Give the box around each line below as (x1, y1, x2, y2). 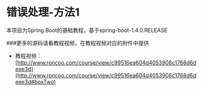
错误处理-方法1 (6, 5, 80, 19)
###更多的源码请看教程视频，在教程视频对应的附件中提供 (6, 39, 150, 46)
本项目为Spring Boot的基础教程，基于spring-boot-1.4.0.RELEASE (6, 27, 168, 34)
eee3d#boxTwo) (15, 78, 56, 85)
